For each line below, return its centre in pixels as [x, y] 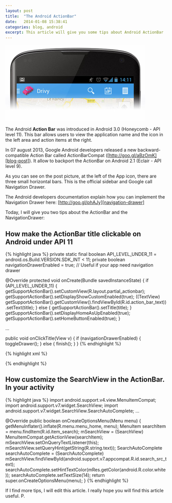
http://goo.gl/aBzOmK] [133, 156]
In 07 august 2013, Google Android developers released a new [71, 150]
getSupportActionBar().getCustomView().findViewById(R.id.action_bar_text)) [86, 302]
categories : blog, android [34, 27]
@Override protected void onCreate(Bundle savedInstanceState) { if [77, 280]
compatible [17, 156]
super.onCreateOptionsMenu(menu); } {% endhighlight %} [67, 480]
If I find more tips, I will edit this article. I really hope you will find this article [84, 490]
